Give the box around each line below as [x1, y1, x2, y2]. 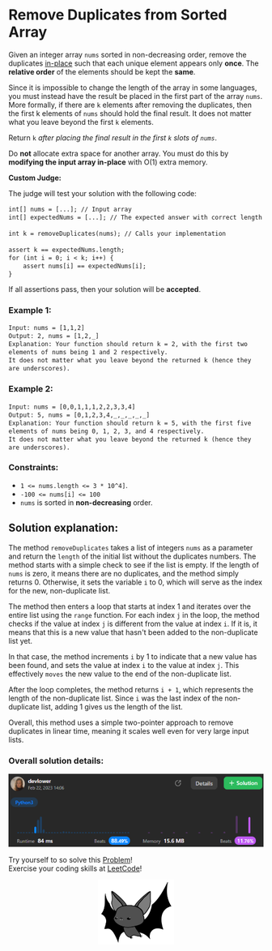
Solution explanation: [8, 521, 119, 535]
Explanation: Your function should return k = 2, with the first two [8, 341, 249, 349]
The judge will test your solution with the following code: [8, 188, 197, 198]
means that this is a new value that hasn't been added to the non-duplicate [8, 627, 258, 637]
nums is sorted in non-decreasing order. [19, 497, 153, 508]
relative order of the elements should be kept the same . [8, 66, 196, 76]
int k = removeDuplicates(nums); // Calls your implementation [8, 229, 227, 238]
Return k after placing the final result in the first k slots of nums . [8, 132, 217, 143]
